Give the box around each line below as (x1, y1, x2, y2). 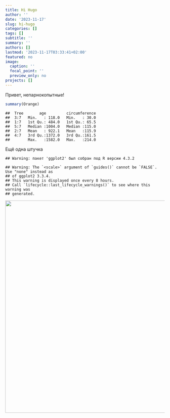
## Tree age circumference (5, 111, 96, 116)
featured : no (5, 54, 33, 60)
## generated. (5, 191, 35, 196)
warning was (5, 187, 30, 192)
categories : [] (5, 26, 37, 31)
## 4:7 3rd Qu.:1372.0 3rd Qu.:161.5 (5, 132, 96, 138)
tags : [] (5, 31, 24, 36)
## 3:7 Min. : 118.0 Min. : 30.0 (5, 115, 96, 120)
